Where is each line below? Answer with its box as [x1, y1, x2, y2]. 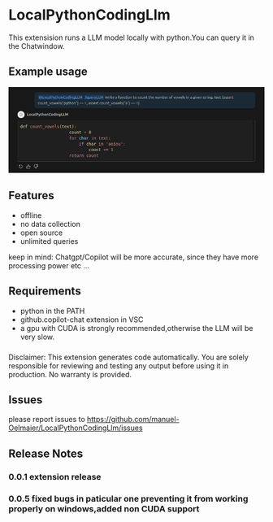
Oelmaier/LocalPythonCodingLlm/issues [8, 423, 144, 433]
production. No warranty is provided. [8, 369, 132, 379]
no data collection [19, 219, 81, 228]
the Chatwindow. [8, 41, 65, 50]
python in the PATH [19, 306, 85, 315]
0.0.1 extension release [8, 471, 102, 482]
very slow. [19, 332, 55, 341]
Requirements [8, 285, 81, 298]
